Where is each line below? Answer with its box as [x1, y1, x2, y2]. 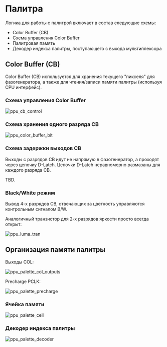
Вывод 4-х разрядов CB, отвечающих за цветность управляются [5, 200, 145, 206]
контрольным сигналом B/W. [5, 206, 68, 212]
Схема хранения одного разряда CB [5, 120, 99, 127]
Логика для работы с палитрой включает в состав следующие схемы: [5, 20, 156, 26]
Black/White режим [5, 189, 55, 196]
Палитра [5, 3, 44, 15]
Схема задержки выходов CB [5, 145, 82, 152]
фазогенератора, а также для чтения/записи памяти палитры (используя [5, 79, 162, 85]
